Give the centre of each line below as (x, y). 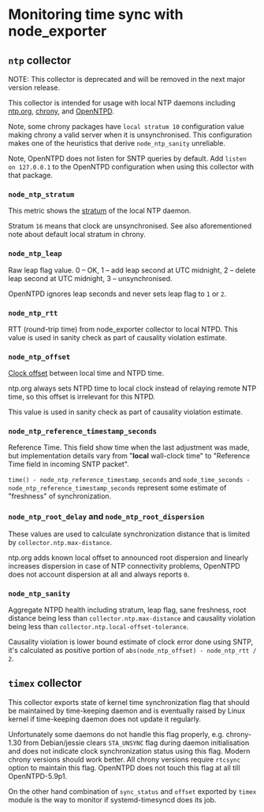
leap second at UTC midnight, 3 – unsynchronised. (90, 278)
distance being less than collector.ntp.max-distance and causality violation (132, 618)
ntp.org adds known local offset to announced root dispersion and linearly (128, 558)
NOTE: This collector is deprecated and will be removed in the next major (127, 79)
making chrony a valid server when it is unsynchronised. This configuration (130, 135)
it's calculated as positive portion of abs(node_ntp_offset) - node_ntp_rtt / (132, 651)
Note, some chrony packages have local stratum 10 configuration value (126, 126)
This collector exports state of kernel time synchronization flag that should (129, 702)
